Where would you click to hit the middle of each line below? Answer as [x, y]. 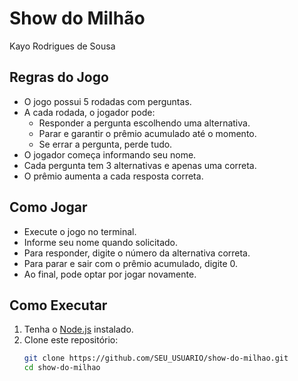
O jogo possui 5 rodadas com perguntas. [107, 101]
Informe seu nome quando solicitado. [100, 242]
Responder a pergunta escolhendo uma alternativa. [144, 123]
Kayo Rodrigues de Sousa [62, 46]
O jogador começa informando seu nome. [110, 154]
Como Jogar [48, 207]
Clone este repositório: [71, 340]
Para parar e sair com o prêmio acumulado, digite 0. [131, 263]
